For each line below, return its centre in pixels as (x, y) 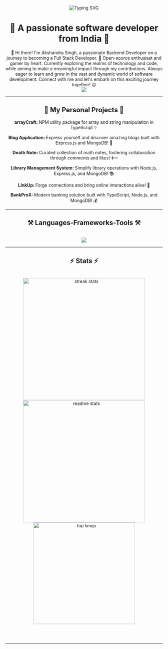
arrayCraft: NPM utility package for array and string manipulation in (84, 122)
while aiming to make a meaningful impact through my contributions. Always (84, 68)
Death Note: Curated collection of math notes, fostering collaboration (84, 152)
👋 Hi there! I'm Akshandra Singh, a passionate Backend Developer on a (84, 53)
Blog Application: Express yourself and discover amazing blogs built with (84, 137)
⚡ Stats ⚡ (84, 261)
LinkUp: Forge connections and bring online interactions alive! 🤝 (84, 185)
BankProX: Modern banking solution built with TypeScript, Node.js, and (84, 194)
